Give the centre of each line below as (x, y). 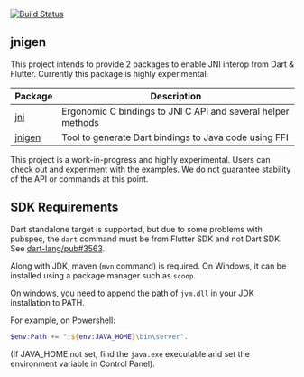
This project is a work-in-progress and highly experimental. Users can (140, 159)
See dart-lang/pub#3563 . (58, 248)
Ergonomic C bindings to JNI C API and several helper (175, 111)
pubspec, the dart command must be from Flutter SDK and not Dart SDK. (146, 239)
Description (176, 96)
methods (80, 122)
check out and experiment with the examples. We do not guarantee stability (151, 169)
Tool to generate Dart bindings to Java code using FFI (175, 137)
